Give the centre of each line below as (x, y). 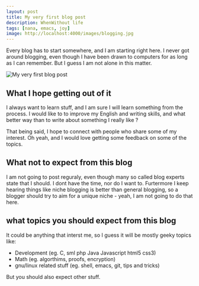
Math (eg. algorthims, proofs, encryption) (65, 259)
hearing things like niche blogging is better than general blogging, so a (92, 189)
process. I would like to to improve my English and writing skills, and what (96, 114)
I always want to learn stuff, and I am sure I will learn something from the (95, 107)
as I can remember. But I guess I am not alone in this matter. (79, 63)
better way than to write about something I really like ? (72, 120)
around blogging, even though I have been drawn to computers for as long (97, 57)
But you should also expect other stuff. (53, 277)
